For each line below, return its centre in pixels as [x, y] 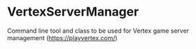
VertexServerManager [73, 12]
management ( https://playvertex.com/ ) [62, 37]
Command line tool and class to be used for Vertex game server [98, 31]
